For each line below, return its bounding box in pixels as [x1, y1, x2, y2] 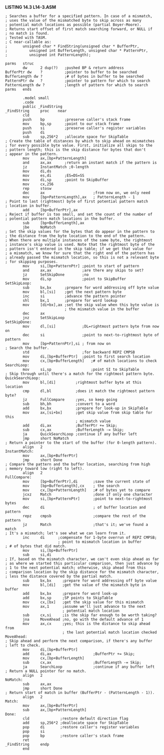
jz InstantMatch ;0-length [23, 164, 89, 169]
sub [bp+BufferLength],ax [23, 221, 84, 226]
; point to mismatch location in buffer [57, 539, 141, 544]
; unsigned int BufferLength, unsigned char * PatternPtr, [5, 48, 148, 53]
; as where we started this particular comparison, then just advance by [5, 561, 160, 566]
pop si [23, 729, 45, 734]
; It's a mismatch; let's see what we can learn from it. [5, 531, 126, 536]
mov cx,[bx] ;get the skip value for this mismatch [23, 600, 144, 605]
